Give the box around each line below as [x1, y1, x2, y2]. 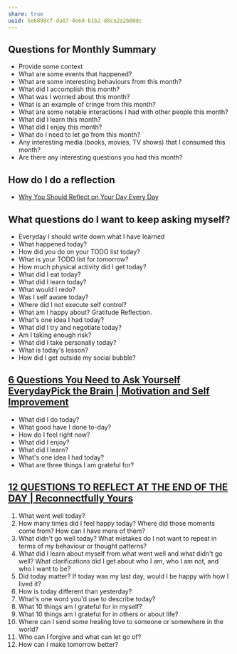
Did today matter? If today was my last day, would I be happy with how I [18, 571, 229, 581]
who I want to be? [18, 564, 71, 573]
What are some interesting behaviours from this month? [18, 78, 182, 86]
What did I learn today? [18, 277, 87, 286]
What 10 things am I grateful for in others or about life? [18, 610, 179, 618]
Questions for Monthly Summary [8, 43, 157, 56]
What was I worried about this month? [18, 93, 130, 101]
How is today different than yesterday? [18, 587, 132, 596]
